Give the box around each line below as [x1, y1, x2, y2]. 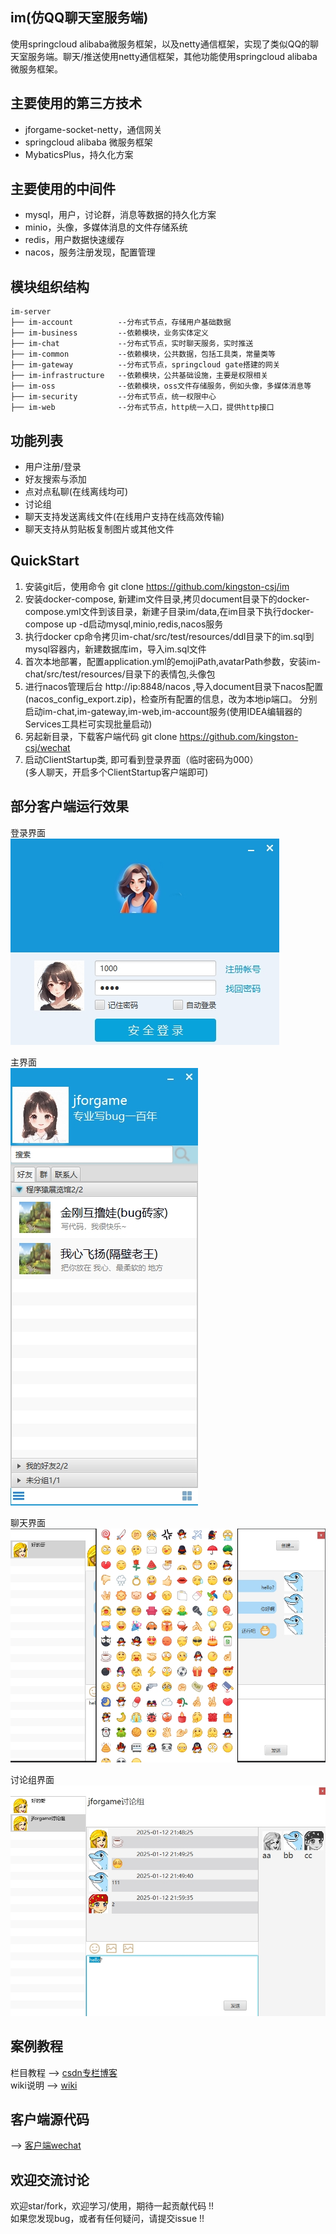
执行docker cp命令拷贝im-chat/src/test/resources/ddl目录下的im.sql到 [24, 630, 315, 642]
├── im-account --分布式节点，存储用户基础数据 [10, 318, 232, 328]
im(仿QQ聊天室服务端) [10, 9, 149, 27]
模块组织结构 [10, 278, 90, 295]
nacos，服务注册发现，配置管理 [24, 246, 156, 258]
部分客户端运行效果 [10, 798, 129, 815]
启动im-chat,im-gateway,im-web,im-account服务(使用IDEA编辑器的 [24, 705, 303, 717]
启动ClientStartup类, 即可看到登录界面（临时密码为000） [24, 753, 259, 765]
